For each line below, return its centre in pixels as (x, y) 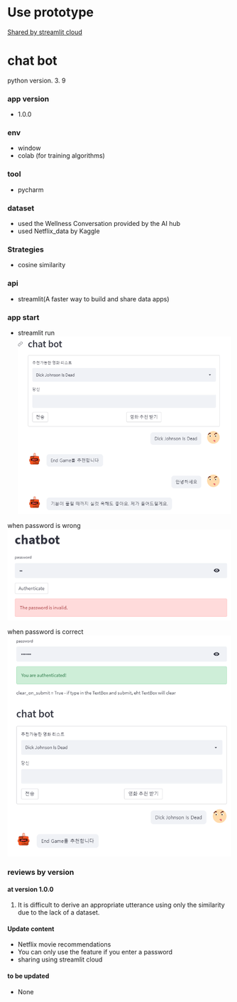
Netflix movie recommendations (64, 944)
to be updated (28, 976)
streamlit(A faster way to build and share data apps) (93, 298)
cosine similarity (42, 265)
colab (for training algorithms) (61, 156)
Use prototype (51, 12)
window (29, 148)
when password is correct (45, 631)
